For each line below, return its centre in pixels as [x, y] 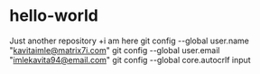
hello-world [54, 16]
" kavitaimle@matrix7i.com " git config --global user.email [115, 50]
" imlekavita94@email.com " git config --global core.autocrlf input [130, 60]
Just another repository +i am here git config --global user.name [130, 41]
